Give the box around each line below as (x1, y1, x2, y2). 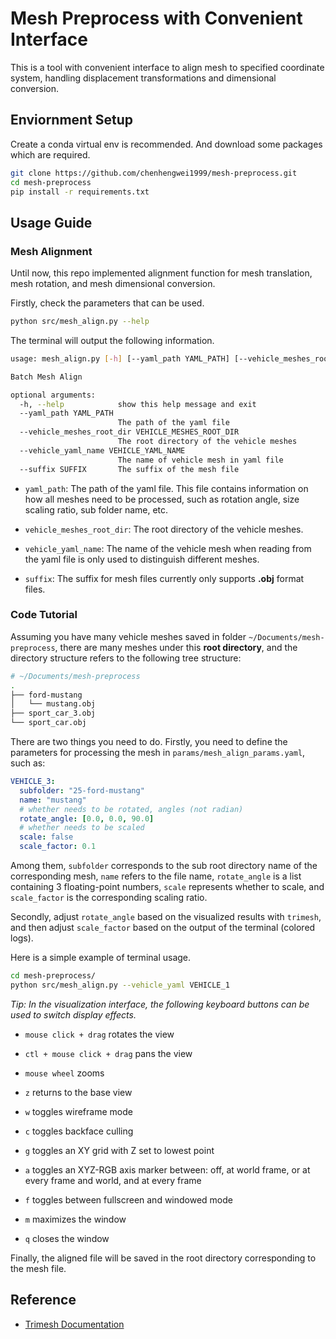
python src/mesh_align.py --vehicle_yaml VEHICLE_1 (10, 980, 230, 990)
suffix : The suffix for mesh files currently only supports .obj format (24, 572, 305, 584)
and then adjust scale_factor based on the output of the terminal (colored (10, 922, 316, 934)
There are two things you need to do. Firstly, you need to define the (10, 736, 288, 748)
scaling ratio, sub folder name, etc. (24, 503, 169, 516)
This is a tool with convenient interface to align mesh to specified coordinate (10, 61, 325, 73)
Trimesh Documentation (24, 1318, 125, 1330)
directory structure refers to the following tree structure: (10, 652, 242, 664)
